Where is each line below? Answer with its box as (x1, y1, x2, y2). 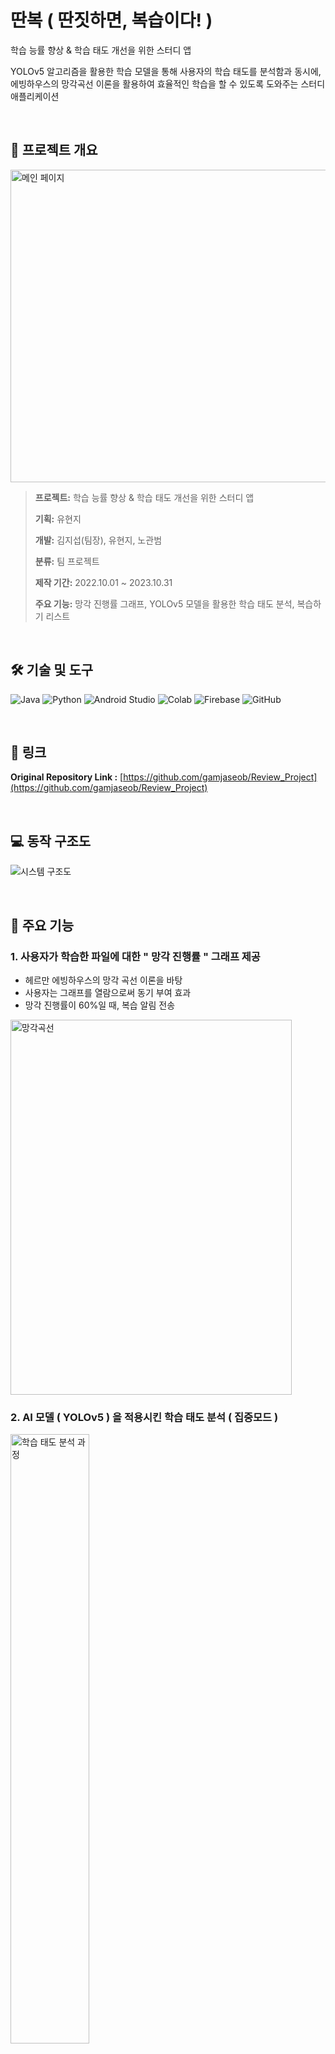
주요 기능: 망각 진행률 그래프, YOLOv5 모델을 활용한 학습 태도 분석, (34, 597, 295, 610)
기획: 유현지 (34, 512, 82, 525)
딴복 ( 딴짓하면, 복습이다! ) (10, 9, 213, 32)
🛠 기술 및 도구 (10, 662, 94, 679)
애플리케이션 (10, 90, 60, 102)
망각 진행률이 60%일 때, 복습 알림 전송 (24, 999, 176, 1011)
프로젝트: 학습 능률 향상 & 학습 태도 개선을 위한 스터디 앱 (34, 491, 255, 503)
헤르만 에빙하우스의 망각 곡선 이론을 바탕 (24, 974, 183, 986)
